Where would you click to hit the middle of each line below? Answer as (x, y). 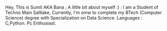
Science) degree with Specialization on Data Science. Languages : (74, 18)
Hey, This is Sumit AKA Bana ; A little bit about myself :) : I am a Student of (82, 7)
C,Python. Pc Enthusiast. (31, 23)
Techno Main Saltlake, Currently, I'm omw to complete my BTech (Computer (83, 12)
